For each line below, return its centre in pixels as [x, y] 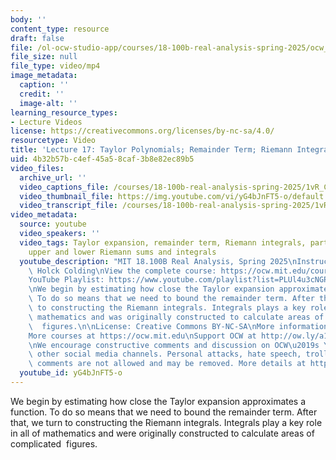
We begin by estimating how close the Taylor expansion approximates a [158, 401]
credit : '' [42, 94]
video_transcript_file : [68, 206]
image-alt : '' [48, 103]
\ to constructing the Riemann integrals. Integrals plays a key [167, 308]
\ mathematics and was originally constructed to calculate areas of [176, 317]
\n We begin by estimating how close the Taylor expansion [151, 289]
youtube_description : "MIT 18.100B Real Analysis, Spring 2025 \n [158, 261]
